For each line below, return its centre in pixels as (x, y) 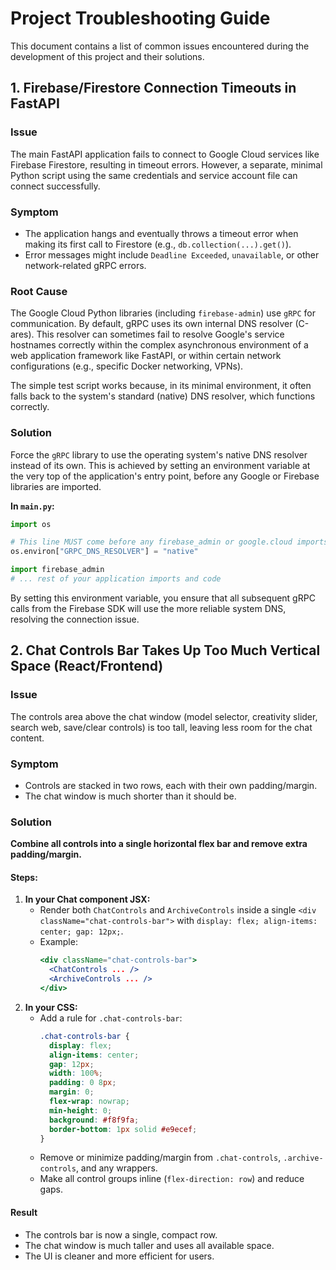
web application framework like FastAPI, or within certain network (146, 356)
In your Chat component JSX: (87, 899)
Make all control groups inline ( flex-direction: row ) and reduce (172, 1179)
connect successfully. (55, 186)
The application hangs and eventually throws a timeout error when (161, 233)
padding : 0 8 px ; (82, 1083)
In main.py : (32, 506)
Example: (58, 942)
